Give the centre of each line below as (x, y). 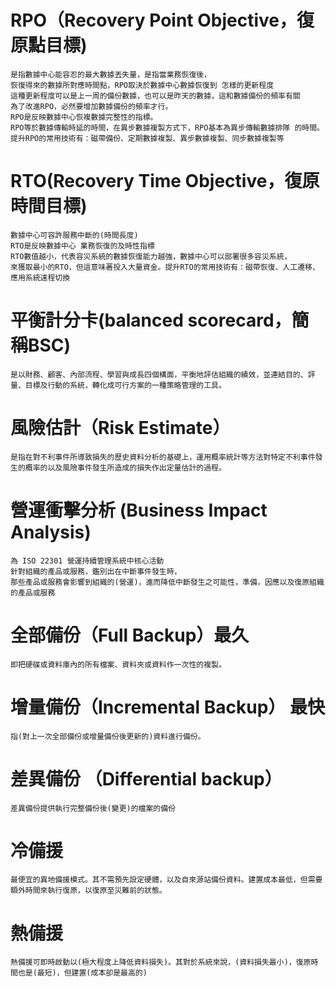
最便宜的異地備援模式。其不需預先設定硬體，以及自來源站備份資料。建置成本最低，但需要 (166, 880)
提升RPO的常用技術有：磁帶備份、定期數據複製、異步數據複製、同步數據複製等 (147, 138)
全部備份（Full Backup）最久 (130, 635)
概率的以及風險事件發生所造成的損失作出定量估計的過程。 (125, 467)
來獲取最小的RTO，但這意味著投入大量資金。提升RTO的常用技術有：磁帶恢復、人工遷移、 (165, 267)
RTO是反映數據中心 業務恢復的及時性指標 (82, 246)
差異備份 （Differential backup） (146, 778)
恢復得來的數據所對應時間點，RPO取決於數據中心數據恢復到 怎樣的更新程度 (142, 85)
